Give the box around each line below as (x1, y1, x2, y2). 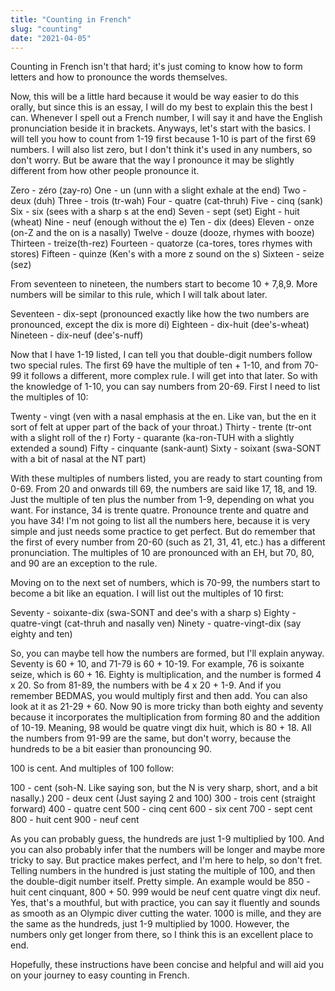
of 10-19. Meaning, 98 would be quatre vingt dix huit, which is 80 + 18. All (10, 722, 312, 734)
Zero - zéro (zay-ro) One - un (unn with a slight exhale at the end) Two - (10, 184, 307, 196)
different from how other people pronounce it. (10, 165, 200, 177)
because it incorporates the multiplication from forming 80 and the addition (10, 711, 320, 723)
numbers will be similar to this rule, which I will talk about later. (10, 289, 268, 301)
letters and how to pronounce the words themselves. (10, 71, 228, 83)
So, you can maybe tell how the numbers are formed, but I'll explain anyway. (10, 647, 325, 660)
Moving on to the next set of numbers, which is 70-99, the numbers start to (10, 577, 321, 589)
